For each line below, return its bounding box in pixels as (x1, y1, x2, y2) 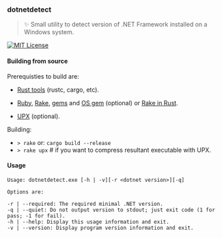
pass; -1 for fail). (7, 212, 66, 220)
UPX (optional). (16, 111, 60, 120)
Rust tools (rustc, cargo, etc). (16, 85, 99, 94)
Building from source (7, 57, 68, 65)
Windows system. (23, 28, 74, 36)
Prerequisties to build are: (7, 72, 80, 80)
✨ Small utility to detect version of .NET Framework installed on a (23, 21, 208, 29)
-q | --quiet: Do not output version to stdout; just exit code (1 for (7, 207, 215, 213)
